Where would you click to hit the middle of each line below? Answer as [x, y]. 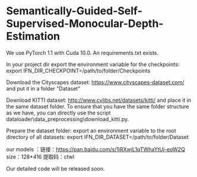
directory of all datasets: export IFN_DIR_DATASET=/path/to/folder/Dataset [97, 137]
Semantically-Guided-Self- [74, 11]
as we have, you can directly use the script [58, 113]
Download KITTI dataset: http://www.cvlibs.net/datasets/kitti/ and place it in [99, 100]
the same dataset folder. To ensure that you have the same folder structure [98, 106]
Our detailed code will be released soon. [55, 169]
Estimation [33, 36]
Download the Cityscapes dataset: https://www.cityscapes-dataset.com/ [95, 82]
